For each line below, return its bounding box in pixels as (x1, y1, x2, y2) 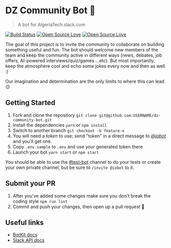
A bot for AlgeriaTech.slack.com (17, 21, 86, 28)
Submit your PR (5, 179, 56, 188)
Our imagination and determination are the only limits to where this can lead (5, 78, 165, 84)
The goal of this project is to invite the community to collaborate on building (5, 41, 164, 47)
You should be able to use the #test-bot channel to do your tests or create (5, 159, 161, 165)
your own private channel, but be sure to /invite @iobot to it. (5, 164, 134, 170)
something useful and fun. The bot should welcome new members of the (5, 46, 159, 53)
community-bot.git (12, 117, 52, 122)
